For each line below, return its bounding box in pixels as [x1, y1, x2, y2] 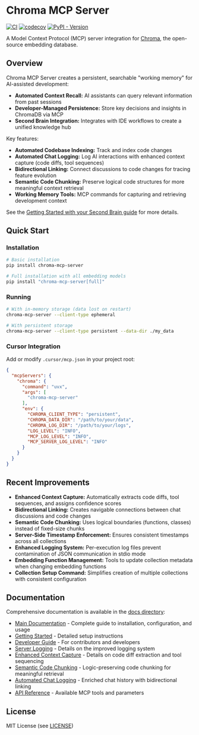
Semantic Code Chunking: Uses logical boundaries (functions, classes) [14, 518, 191, 526]
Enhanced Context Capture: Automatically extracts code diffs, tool [14, 493, 179, 500]
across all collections [14, 537, 67, 544]
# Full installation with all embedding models [6, 273, 127, 279]
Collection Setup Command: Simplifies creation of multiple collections [14, 569, 188, 576]
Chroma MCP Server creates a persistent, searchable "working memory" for [6, 74, 193, 81]
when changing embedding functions [14, 563, 107, 570]
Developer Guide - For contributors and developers [14, 639, 141, 646]
